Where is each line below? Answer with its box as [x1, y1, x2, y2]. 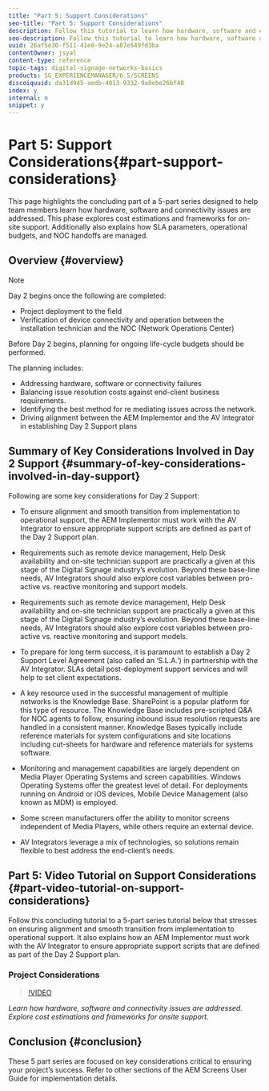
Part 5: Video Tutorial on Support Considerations [8, 869, 257, 883]
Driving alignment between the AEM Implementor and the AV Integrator [19, 413, 255, 422]
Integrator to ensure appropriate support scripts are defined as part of [19, 523, 251, 533]
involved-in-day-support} [8, 470, 141, 483]
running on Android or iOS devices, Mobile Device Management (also [19, 788, 248, 799]
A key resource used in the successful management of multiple [19, 688, 229, 698]
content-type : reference [8, 57, 91, 65]
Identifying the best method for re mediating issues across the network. [19, 404, 257, 413]
